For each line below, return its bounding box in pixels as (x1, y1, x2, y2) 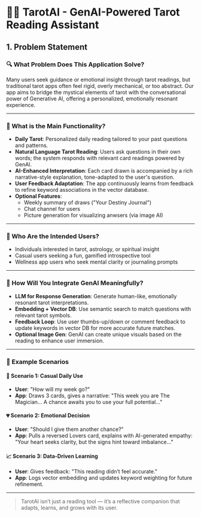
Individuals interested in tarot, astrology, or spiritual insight (14, 246, 160, 253)
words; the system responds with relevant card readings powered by (14, 155, 185, 162)
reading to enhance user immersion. (14, 337, 105, 344)
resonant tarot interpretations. (14, 299, 89, 306)
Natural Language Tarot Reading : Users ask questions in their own (14, 148, 181, 155)
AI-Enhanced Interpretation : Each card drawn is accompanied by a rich (14, 167, 193, 175)
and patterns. (14, 142, 48, 149)
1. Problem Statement (6, 42, 88, 52)
